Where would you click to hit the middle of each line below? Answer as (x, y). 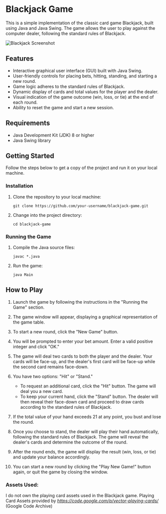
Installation (20, 186)
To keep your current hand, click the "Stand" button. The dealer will (89, 396)
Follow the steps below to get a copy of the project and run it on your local (82, 168)
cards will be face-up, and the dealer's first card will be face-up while (84, 361)
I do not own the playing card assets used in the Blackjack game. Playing (80, 496)
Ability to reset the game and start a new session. (63, 107)
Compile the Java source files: (44, 247)
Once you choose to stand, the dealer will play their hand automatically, (86, 431)
